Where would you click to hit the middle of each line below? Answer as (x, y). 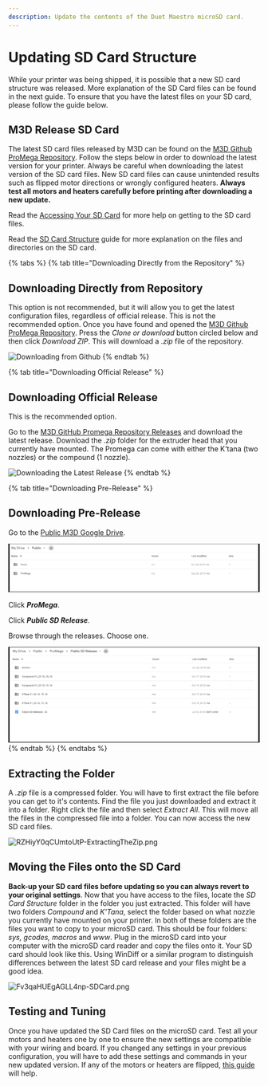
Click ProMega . (34, 604)
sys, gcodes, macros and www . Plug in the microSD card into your (118, 937)
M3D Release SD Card (64, 130)
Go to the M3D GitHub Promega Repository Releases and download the (126, 432)
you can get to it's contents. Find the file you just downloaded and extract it (132, 801)
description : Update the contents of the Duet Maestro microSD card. (126, 17)
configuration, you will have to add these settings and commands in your (128, 1056)
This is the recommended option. (63, 416)
